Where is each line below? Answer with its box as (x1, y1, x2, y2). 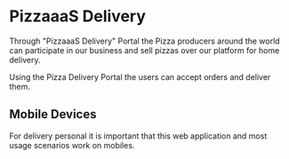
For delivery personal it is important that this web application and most (9, 131, 268, 141)
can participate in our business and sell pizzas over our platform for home (9, 44, 280, 55)
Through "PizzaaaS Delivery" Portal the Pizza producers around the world (9, 36, 280, 46)
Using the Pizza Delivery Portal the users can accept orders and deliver (9, 71, 271, 82)
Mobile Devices (9, 107, 97, 122)
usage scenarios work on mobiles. (9, 139, 135, 150)
